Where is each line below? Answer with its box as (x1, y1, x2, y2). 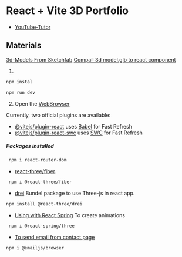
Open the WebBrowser (14, 100, 70, 107)
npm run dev (6, 89, 35, 95)
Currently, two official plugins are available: (6, 111, 111, 119)
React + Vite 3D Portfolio (6, 4, 129, 18)
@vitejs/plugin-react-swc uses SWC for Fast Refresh (14, 129, 143, 136)
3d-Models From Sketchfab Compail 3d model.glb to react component (6, 56, 176, 63)
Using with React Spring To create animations (14, 212, 125, 219)
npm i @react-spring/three (8, 223, 75, 229)
